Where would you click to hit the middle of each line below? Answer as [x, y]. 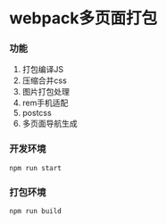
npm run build [36, 212]
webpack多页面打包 [83, 18]
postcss [37, 113]
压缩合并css [44, 80]
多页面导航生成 [50, 124]
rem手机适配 [45, 103]
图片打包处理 [46, 92]
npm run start [36, 168]
